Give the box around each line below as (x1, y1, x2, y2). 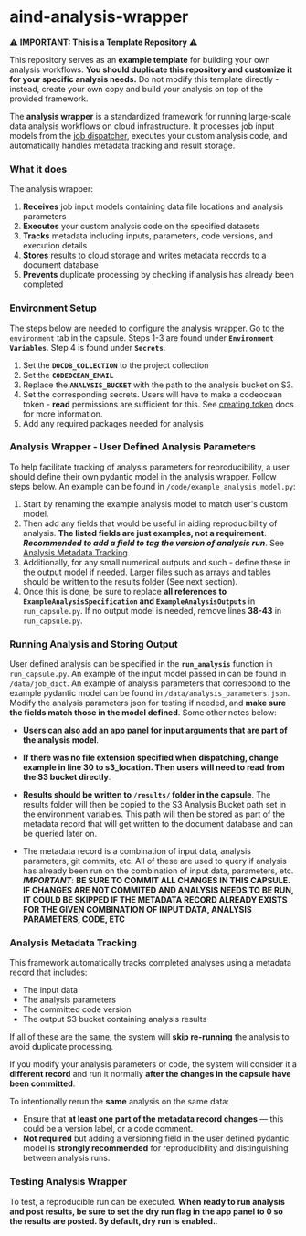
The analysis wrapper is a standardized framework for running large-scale (9, 111, 292, 121)
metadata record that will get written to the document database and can (22, 819, 294, 829)
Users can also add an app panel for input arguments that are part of (22, 724, 288, 736)
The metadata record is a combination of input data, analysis (22, 846, 251, 857)
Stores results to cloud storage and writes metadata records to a (22, 249, 267, 261)
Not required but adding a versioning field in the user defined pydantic (22, 1133, 290, 1144)
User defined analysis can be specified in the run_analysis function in (9, 659, 273, 670)
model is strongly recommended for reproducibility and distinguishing (22, 1143, 290, 1154)
